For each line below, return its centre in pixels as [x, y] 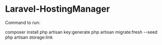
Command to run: [23, 22]
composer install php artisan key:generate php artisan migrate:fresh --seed [81, 32]
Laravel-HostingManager [58, 9]
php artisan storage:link [29, 37]
